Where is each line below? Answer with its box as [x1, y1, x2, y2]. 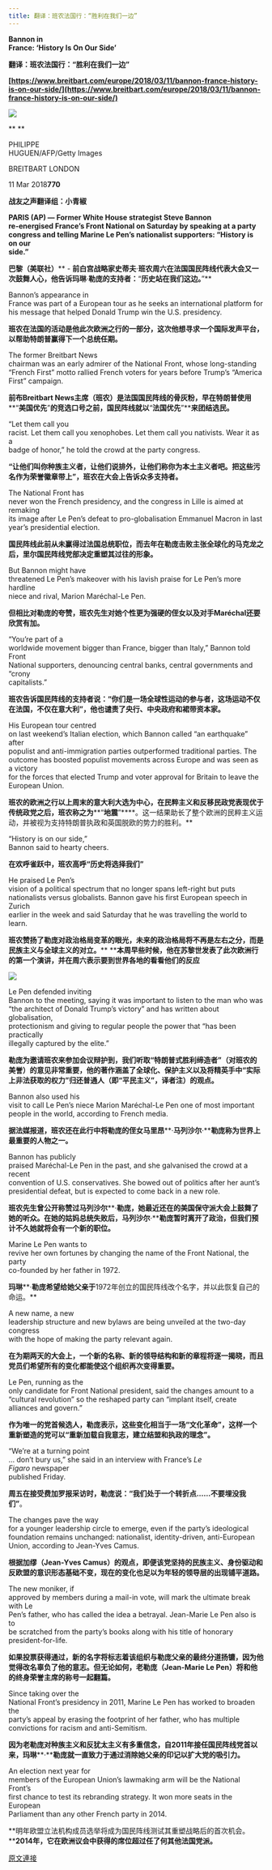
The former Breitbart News [8, 350, 98, 360]
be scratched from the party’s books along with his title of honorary [8, 1626, 233, 1637]
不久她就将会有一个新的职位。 [15, 1223, 115, 1232]
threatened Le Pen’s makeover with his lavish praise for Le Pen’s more [8, 574, 241, 583]
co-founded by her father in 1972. [8, 1265, 121, 1274]
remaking [8, 505, 40, 514]
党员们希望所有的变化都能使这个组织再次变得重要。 [8, 1360, 179, 1370]
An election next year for [8, 1765, 91, 1775]
